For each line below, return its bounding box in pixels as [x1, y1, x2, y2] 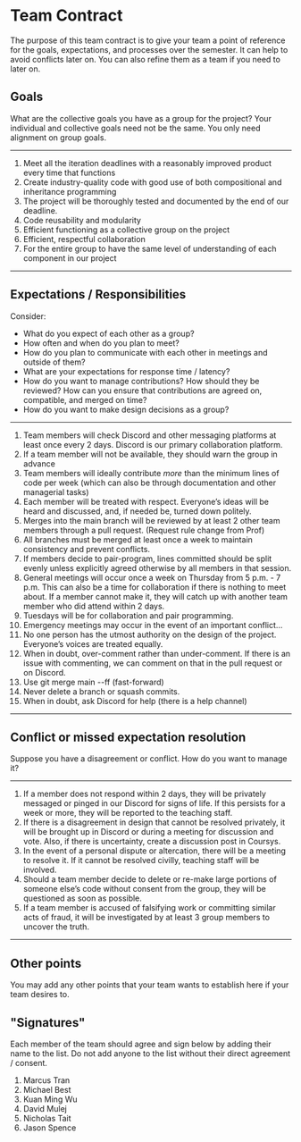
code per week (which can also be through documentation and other [22, 477, 276, 488]
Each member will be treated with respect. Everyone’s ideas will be [22, 496, 269, 507]
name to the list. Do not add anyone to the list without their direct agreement [10, 1048, 291, 1059]
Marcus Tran [22, 1075, 71, 1086]
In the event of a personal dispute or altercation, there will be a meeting [22, 845, 287, 856]
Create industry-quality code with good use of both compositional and [22, 176, 282, 188]
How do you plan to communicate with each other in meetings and [22, 347, 268, 357]
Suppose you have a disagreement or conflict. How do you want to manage [10, 753, 288, 764]
